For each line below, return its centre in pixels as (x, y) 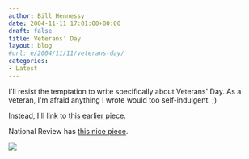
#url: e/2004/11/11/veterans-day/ (67, 53)
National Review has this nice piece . (68, 131)
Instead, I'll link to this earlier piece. (68, 115)
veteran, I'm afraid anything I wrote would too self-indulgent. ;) (113, 100)
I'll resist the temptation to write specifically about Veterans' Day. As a (125, 91)
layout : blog (30, 46)
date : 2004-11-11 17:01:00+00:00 (65, 23)
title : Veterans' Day (45, 38)
